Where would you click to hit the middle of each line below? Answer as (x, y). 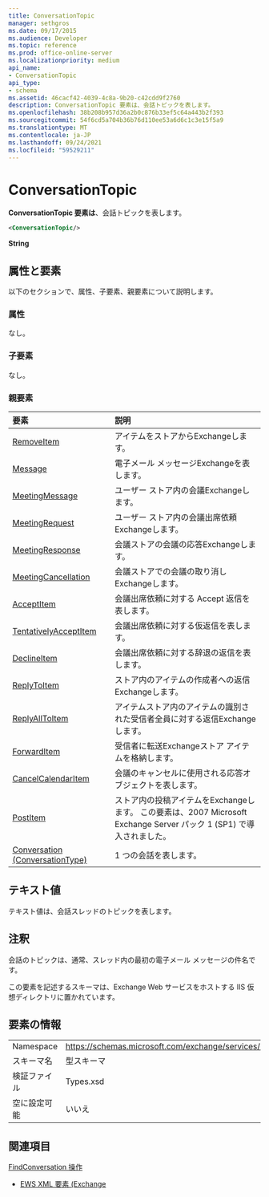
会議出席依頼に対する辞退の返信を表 (183, 652)
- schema (23, 90)
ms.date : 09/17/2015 (43, 30)
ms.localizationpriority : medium (64, 61)
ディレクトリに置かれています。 (67, 996)
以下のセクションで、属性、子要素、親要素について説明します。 (113, 291)
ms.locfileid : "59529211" (51, 150)
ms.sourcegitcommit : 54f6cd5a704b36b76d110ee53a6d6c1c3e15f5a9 (116, 120)
